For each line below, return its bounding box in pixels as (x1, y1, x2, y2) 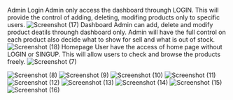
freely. (7, 58, 26, 65)
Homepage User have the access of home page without (61, 43, 223, 51)
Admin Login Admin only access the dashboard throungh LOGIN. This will (7, 6, 219, 14)
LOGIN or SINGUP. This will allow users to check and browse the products (7, 50, 221, 58)
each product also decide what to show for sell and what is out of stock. (7, 35, 216, 44)
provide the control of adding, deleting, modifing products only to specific (7, 13, 220, 22)
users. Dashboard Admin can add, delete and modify (7, 21, 213, 28)
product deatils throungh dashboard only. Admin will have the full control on (7, 28, 226, 36)
